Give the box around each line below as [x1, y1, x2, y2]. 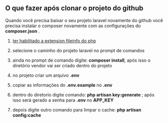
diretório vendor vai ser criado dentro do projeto [12, 62, 112, 68]
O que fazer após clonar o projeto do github [5, 4, 144, 13]
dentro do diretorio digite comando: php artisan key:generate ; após [12, 91, 154, 97]
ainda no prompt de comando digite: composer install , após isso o [12, 57, 151, 63]
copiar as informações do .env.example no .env [12, 82, 113, 88]
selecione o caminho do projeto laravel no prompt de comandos [12, 47, 145, 53]
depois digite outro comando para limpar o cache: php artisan [12, 106, 141, 112]
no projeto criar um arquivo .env [12, 72, 80, 78]
